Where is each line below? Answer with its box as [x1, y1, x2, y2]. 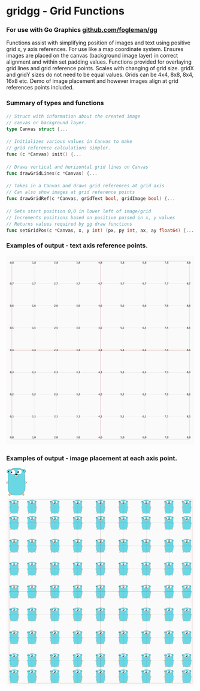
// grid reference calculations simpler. [6, 145, 111, 151]
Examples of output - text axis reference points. [6, 241, 148, 250]
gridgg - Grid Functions [6, 4, 125, 18]
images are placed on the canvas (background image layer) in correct [6, 52, 178, 59]
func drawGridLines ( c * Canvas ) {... [6, 170, 98, 177]
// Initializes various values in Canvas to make [6, 139, 133, 145]
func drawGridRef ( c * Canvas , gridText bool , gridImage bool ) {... [6, 196, 175, 202]
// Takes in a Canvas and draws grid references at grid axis [6, 183, 165, 189]
